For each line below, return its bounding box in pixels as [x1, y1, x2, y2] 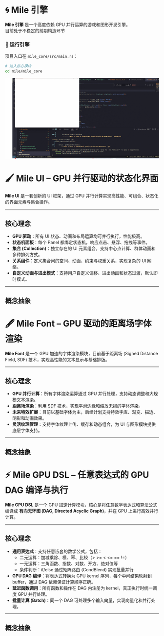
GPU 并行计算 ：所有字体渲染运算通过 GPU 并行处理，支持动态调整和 [12, 391, 150, 397]
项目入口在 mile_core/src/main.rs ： [5, 53, 78, 59]
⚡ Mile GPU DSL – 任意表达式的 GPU [5, 469, 149, 481]
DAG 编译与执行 [5, 485, 68, 496]
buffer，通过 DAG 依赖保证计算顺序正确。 [12, 579, 96, 585]
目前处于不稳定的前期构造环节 [5, 27, 65, 33]
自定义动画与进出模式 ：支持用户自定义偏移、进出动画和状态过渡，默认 [12, 270, 154, 276]
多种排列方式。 [12, 252, 42, 258]
